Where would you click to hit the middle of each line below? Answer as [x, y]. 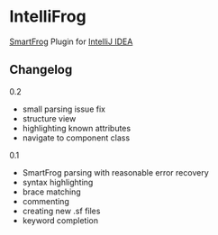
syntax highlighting [58, 182]
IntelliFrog [48, 17]
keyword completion [60, 220]
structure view [49, 118]
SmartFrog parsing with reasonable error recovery [115, 172]
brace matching [51, 192]
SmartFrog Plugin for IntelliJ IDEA [71, 41]
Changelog [41, 70]
